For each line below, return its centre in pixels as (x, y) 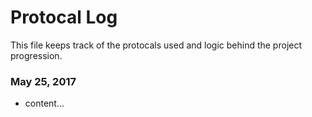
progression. (36, 55)
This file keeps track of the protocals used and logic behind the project (156, 45)
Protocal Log (64, 17)
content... (44, 103)
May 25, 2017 (43, 81)
